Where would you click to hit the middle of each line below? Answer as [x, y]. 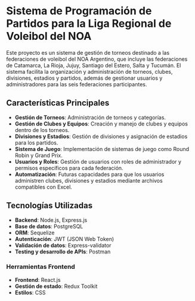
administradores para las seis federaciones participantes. [77, 84]
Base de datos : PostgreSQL [49, 226]
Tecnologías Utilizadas [49, 206]
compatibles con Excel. [44, 187]
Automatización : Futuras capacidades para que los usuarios [89, 174]
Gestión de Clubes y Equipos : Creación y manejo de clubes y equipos [101, 124]
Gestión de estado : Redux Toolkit [56, 286]
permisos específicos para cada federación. [69, 168]
